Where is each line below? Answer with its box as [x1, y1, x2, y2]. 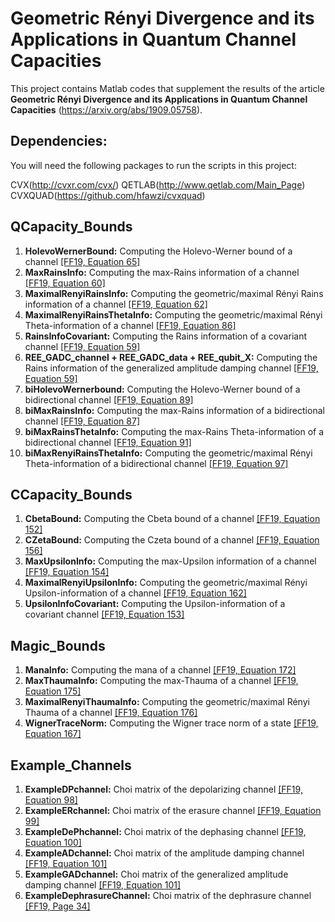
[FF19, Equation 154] [24, 566, 110, 578]
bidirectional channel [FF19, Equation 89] [24, 393, 194, 406]
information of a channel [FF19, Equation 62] [24, 298, 208, 310]
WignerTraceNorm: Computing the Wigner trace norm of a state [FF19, [24, 717, 319, 729]
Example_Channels [10, 757, 132, 774]
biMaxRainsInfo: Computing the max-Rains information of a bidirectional [24, 404, 325, 416]
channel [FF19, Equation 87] [24, 415, 140, 427]
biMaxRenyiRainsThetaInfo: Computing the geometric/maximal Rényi [24, 447, 313, 459]
